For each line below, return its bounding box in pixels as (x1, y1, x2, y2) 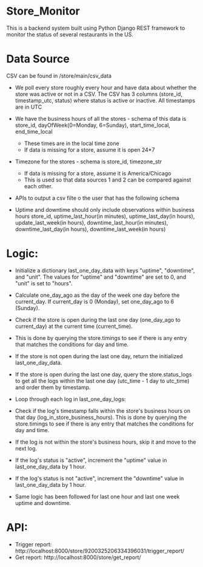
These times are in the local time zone (24, 140, 119, 147)
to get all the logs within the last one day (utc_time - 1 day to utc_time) (15, 377, 190, 384)
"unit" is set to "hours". (15, 279, 73, 287)
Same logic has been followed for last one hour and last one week (15, 493, 180, 500)
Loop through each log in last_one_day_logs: (15, 395, 126, 402)
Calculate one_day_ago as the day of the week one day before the (15, 291, 180, 299)
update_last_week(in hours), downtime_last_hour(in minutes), (15, 219, 168, 226)
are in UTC (15, 103, 42, 110)
